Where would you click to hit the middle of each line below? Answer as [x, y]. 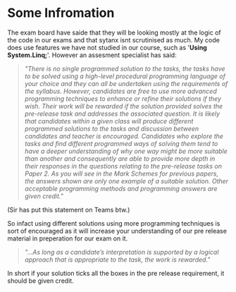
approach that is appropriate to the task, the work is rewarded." [117, 260]
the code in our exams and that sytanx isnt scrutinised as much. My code [113, 39]
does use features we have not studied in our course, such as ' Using [107, 47]
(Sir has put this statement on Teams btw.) [69, 209]
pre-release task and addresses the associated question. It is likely [122, 114]
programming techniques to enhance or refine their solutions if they [123, 98]
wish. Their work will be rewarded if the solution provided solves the [124, 106]
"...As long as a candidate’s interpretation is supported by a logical [122, 252]
